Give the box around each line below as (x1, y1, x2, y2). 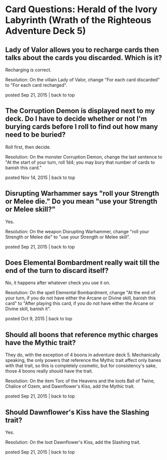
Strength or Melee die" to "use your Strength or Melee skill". (5, 234, 131, 240)
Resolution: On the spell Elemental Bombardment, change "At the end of (5, 290, 155, 296)
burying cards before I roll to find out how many (5, 122, 158, 131)
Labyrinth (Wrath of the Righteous (5, 14, 152, 26)
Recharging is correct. (5, 67, 52, 73)
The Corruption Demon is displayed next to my (5, 107, 155, 115)
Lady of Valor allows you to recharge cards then (5, 45, 159, 54)
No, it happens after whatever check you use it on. (5, 280, 110, 286)
